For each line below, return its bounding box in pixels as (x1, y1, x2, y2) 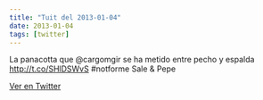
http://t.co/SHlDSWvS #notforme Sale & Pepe (9, 63, 177, 74)
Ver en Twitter (9, 81, 62, 92)
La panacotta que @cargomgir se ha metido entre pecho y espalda (9, 54, 255, 65)
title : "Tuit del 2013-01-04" (9, 12, 122, 22)
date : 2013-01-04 (9, 21, 74, 30)
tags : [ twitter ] (9, 29, 70, 38)
